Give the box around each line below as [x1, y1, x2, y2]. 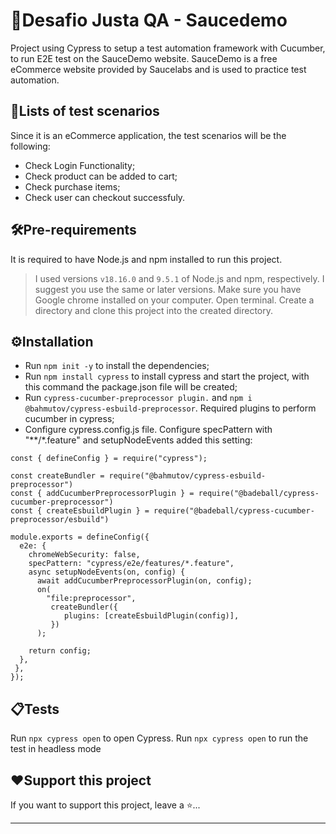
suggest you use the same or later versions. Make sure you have [34, 283, 302, 295]
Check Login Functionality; [24, 159, 136, 171]
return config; [28, 646, 92, 656]
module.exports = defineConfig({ [10, 532, 150, 543]
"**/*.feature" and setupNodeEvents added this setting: [24, 434, 253, 446]
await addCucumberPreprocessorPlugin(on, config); [36, 576, 253, 586]
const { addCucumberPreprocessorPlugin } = [10, 489, 195, 499]
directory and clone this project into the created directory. [34, 304, 274, 316]
